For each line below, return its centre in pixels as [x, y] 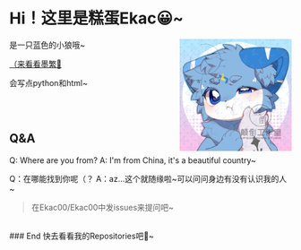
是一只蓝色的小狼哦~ [47, 45]
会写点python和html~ [48, 82]
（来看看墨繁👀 [36, 64]
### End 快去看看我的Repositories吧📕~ [82, 236]
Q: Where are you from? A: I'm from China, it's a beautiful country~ [133, 160]
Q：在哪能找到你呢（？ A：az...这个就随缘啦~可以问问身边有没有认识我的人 [148, 178]
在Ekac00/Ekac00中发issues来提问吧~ [103, 207]
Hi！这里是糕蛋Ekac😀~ [96, 18]
